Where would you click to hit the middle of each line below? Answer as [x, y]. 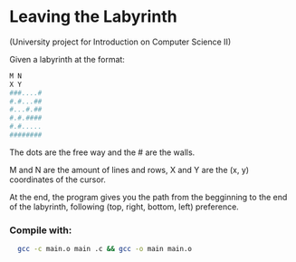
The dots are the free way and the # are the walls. [102, 152]
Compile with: [41, 230]
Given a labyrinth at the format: [67, 59]
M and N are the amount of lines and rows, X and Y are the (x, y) [129, 170]
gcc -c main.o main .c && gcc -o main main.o [105, 249]
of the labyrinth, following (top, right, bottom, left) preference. [124, 207]
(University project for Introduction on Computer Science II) [120, 42]
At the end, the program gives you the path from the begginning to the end [148, 197]
